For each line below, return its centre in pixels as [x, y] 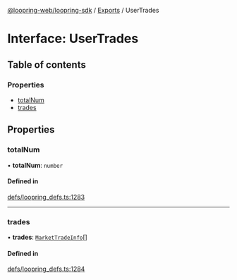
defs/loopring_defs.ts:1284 [46, 269]
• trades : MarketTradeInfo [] [48, 237]
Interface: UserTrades [73, 39]
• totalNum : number [35, 165]
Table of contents [47, 65]
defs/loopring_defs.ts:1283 [46, 197]
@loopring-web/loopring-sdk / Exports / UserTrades [83, 10]
